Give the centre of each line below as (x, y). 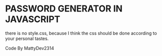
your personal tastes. (27, 38)
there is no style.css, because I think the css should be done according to (81, 33)
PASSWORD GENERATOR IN (64, 9)
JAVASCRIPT (33, 19)
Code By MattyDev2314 (29, 48)
